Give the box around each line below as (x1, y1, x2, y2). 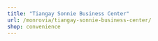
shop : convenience (7, 23, 61, 30)
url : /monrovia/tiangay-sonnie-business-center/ (7, 17, 152, 24)
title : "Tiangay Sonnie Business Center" (7, 10, 130, 17)
